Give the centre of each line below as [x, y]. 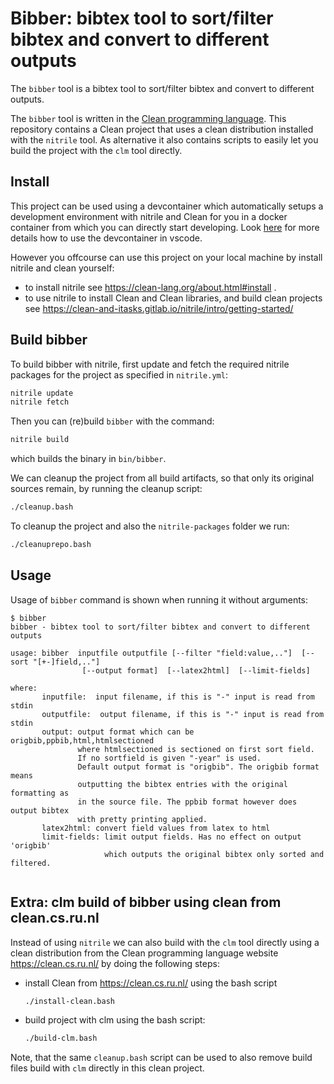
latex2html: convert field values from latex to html [156, 828]
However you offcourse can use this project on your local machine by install [166, 257]
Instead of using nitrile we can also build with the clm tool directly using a [165, 942]
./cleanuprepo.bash [51, 545]
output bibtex [40, 810]
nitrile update [42, 393]
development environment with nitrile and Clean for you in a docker [149, 216]
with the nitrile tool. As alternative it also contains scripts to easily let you [164, 139]
